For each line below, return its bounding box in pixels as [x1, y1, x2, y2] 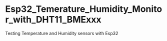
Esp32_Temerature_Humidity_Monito [5, 3, 162, 15]
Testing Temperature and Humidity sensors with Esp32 [5, 30, 118, 36]
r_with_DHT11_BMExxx [5, 14, 101, 25]
